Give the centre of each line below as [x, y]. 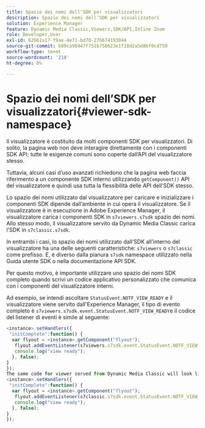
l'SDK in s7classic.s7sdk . [38, 230]
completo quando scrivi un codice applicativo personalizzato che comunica [101, 280]
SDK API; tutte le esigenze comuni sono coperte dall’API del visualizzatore [99, 154]
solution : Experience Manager [45, 23]
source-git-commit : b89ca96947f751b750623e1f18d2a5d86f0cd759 [87, 46]
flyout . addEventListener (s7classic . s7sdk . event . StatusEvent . [94, 397]
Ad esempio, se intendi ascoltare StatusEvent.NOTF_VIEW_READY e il [89, 298]
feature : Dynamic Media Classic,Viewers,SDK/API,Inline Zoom [86, 29]
